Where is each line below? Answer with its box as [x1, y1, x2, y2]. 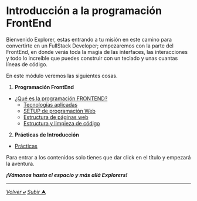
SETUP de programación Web [23, 107, 96, 114]
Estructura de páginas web [23, 113, 89, 121]
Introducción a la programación [6, 4, 162, 18]
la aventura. [6, 160, 35, 167]
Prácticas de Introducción [14, 131, 79, 138]
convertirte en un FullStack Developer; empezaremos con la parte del [6, 42, 174, 49]
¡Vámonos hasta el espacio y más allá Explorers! [6, 171, 128, 178]
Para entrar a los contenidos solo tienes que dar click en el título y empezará [6, 154, 191, 161]
